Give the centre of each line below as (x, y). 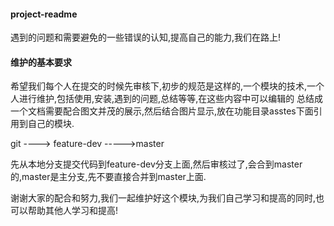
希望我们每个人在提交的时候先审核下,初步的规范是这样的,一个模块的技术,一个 (167, 86)
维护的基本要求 (41, 62)
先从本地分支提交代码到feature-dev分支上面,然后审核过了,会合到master (156, 164)
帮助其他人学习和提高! (73, 211)
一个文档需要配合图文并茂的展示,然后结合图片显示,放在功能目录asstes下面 (162, 111)
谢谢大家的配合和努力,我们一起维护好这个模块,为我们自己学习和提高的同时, (163, 198)
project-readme (44, 14)
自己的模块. (51, 124)
